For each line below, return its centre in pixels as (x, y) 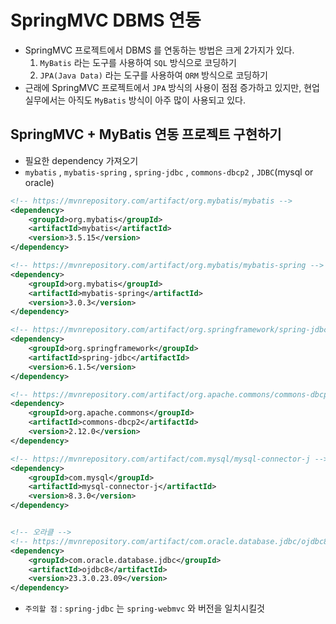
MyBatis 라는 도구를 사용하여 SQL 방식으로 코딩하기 (138, 62)
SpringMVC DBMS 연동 (106, 20)
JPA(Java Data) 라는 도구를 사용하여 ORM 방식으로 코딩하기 (153, 75)
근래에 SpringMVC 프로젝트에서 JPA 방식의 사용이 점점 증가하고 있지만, (163, 87)
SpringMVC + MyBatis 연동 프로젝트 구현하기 (146, 134)
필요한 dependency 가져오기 (81, 160)
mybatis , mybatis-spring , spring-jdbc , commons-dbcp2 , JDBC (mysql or (169, 172)
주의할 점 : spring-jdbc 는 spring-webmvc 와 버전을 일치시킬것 (144, 608)
